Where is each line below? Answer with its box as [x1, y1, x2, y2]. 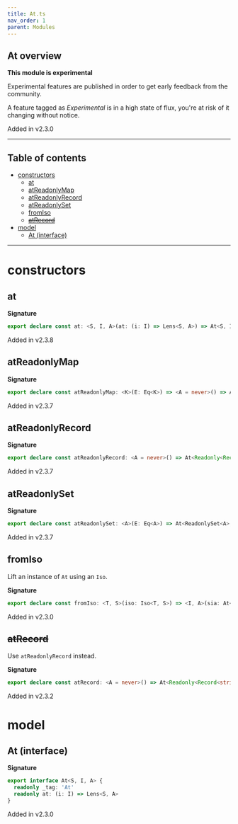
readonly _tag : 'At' [13, 784, 74, 791]
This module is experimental [7, 69, 93, 77]
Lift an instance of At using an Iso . [7, 572, 108, 580]
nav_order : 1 [7, 17, 46, 24]
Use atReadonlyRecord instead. [7, 652, 97, 660]
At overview [7, 50, 62, 62]
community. [7, 90, 42, 98]
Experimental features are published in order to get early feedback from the [7, 82, 228, 91]
